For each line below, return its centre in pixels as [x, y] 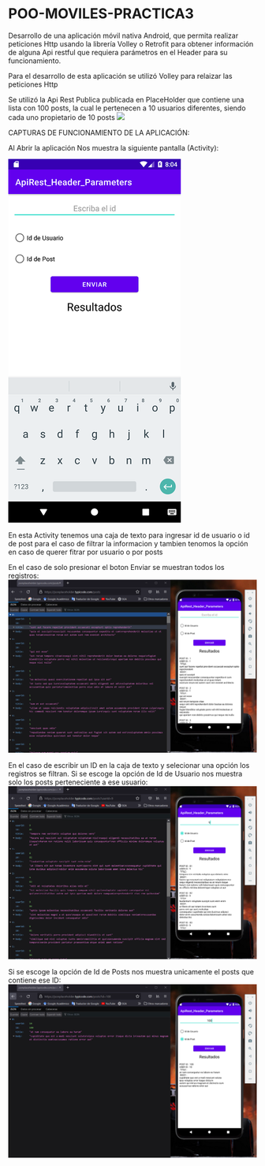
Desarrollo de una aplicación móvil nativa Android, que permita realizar [123, 35]
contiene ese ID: [35, 980]
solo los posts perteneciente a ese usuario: [78, 782]
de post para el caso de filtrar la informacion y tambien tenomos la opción [128, 543]
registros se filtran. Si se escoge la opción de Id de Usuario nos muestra [125, 774]
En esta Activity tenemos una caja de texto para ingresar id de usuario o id [129, 535]
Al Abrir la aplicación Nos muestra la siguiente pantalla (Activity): [114, 147]
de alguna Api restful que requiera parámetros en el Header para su [118, 52]
